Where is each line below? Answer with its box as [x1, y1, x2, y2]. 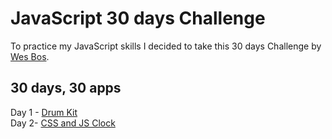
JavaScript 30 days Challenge [10, 7, 266, 30]
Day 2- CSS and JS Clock [10, 117, 116, 129]
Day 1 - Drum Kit [10, 106, 78, 118]
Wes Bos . [10, 50, 50, 62]
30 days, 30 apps [10, 80, 122, 97]
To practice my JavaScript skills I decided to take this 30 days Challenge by [10, 40, 322, 52]
